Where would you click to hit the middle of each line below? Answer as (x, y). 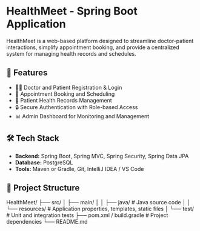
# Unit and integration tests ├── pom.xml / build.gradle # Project (87, 215)
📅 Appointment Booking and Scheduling (65, 94)
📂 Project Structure (43, 188)
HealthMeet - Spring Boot (72, 11)
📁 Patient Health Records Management (63, 100)
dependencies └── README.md (47, 222)
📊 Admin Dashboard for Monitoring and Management (82, 116)
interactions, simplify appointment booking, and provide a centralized (93, 47)
